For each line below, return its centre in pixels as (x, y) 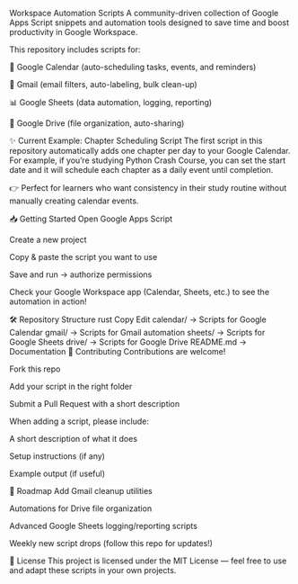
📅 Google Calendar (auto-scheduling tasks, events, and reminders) (133, 67)
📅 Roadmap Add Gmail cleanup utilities (81, 491)
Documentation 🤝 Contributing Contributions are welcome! (118, 351)
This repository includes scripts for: (75, 49)
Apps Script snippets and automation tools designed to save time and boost (149, 22)
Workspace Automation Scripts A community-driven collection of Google (144, 13)
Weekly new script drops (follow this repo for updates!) (111, 543)
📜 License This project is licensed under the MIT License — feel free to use (148, 561)
